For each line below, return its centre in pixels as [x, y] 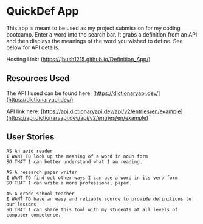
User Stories [30, 137]
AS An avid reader [29, 151]
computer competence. [34, 215]
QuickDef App [43, 11]
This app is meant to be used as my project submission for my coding [93, 28]
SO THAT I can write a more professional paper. [69, 183]
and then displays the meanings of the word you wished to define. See [95, 41]
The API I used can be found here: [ [51, 93]
